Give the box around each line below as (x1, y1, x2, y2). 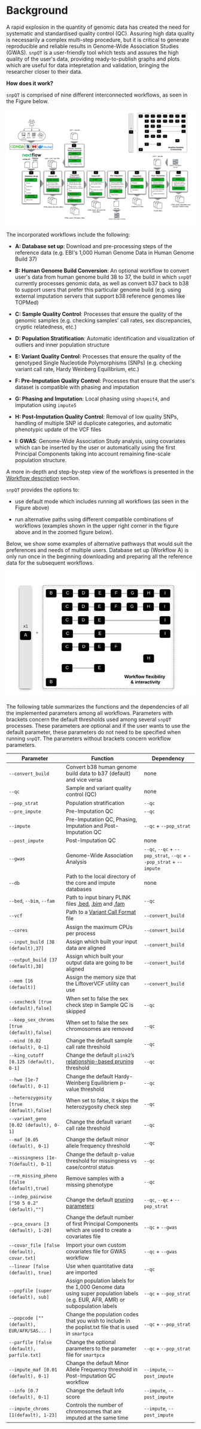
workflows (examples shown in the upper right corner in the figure (14, 522, 178, 529)
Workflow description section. (6, 475, 81, 482)
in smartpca (65, 1330, 94, 1337)
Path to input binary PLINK (65, 894, 131, 901)
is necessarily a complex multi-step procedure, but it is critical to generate (6, 36, 190, 43)
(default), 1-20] (8, 1228, 52, 1234)
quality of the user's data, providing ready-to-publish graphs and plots (6, 55, 180, 62)
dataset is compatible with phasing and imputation (14, 384, 139, 391)
